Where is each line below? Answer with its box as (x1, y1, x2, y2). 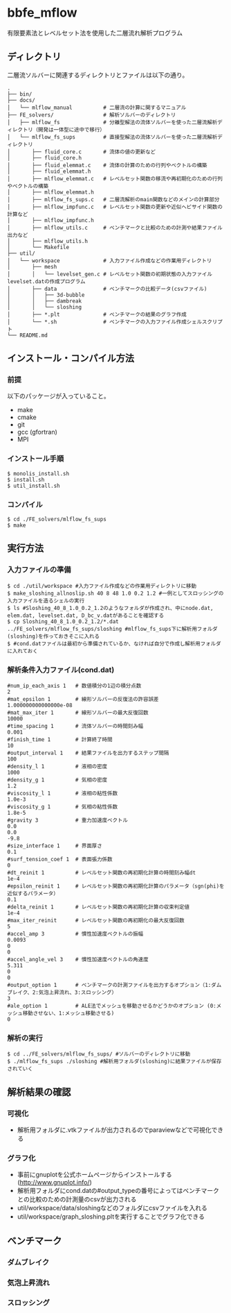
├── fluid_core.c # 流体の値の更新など (32, 148, 156, 155)
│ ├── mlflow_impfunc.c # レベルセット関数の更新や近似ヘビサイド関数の (7, 203, 223, 210)
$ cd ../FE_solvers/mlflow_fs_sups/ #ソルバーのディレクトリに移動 (7, 1051, 191, 1058)
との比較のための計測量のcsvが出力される (17, 1195, 137, 1203)
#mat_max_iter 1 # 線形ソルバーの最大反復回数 (7, 709, 149, 716)
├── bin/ (7, 90, 33, 98)
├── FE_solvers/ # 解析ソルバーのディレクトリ (7, 111, 176, 119)
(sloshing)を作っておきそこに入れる (7, 633, 100, 640)
